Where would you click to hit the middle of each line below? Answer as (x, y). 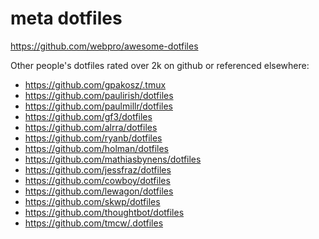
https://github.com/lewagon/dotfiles (99, 191)
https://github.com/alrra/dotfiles (91, 127)
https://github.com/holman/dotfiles (96, 148)
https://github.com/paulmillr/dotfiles (98, 106)
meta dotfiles (66, 18)
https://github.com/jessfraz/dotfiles (98, 169)
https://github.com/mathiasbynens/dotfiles (113, 159)
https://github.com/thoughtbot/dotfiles (104, 212)
